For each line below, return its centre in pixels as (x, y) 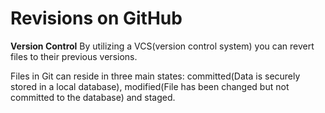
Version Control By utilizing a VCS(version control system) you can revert (162, 46)
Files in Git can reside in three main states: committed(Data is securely (155, 76)
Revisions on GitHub (96, 18)
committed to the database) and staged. (93, 97)
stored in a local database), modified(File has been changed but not (150, 86)
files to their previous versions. (74, 56)
